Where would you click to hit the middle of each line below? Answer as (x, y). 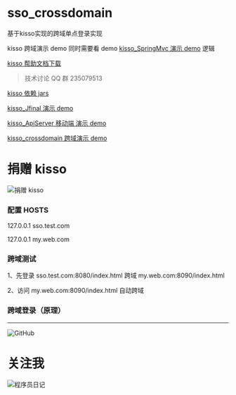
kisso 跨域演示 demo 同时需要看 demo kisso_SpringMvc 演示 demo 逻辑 (111, 48)
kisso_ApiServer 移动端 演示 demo (57, 123)
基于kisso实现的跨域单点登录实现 (55, 33)
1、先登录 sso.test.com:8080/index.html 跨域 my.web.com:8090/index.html (116, 275)
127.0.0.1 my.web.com (39, 239)
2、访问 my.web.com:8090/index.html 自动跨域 (76, 291)
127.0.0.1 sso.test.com (39, 226)
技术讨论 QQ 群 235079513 (64, 78)
